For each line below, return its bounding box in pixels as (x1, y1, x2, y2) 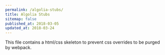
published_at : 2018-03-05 (5, 21, 59, 26)
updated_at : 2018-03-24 (5, 26, 55, 31)
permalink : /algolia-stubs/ (5, 7, 64, 12)
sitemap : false (5, 16, 37, 21)
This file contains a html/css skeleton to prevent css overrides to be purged (5, 39, 161, 45)
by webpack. (5, 45, 32, 51)
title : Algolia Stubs (5, 12, 50, 17)
